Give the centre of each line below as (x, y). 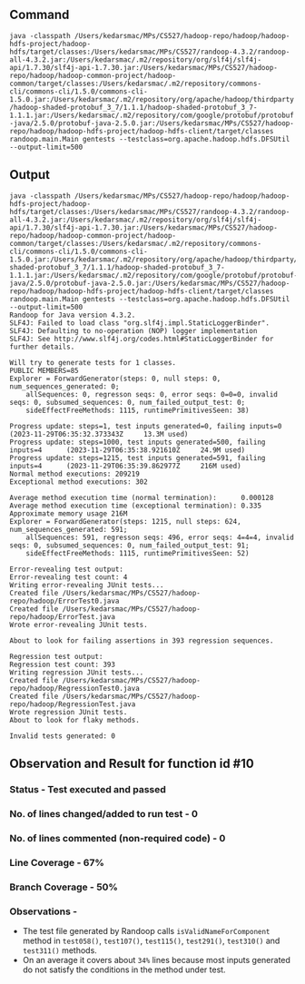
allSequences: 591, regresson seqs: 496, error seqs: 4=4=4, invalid (160, 537)
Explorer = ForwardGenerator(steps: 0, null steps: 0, (115, 379)
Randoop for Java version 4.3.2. (73, 315)
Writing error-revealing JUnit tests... (87, 585)
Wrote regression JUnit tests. (69, 712)
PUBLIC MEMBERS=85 (44, 370)
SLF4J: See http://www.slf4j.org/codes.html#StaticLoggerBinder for (142, 339)
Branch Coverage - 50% (64, 887)
